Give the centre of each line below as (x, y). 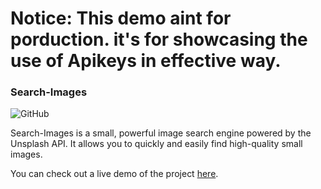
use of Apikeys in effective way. (146, 61)
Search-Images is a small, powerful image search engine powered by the (161, 133)
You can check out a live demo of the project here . (114, 174)
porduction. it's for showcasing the (159, 39)
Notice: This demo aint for (121, 18)
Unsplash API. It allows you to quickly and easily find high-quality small (156, 144)
